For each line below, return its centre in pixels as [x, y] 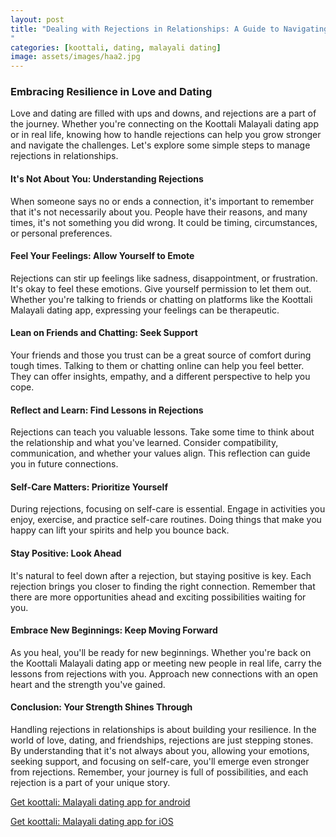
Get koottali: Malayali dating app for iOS [92, 822]
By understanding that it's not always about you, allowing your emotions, [160, 751]
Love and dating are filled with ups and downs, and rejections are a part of [163, 113]
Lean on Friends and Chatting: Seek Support [104, 333]
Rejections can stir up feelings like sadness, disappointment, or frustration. [164, 278]
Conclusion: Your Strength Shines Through [101, 707]
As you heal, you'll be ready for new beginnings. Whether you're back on [161, 652]
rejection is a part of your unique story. [90, 783]
